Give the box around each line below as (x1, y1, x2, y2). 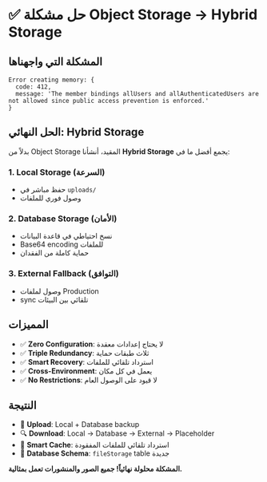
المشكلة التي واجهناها (8, 54, 102, 69)
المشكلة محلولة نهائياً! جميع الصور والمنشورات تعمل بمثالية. (8, 464, 182, 474)
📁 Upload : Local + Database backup (19, 420, 140, 429)
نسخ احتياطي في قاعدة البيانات (19, 231, 113, 241)
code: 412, (15, 83, 52, 91)
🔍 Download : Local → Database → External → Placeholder (19, 429, 215, 438)
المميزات (8, 318, 50, 332)
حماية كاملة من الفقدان (19, 248, 90, 258)
